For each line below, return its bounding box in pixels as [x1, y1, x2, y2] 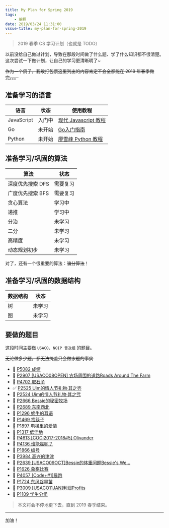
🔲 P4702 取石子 [12, 379, 45, 385]
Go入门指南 [58, 126, 86, 133]
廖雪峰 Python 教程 [58, 136, 103, 143]
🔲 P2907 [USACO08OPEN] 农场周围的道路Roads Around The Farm [12, 372, 151, 378]
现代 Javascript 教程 [58, 116, 106, 123]
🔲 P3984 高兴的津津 [12, 453, 54, 459]
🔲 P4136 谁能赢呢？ [12, 441, 53, 447]
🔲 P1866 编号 [12, 447, 40, 453]
